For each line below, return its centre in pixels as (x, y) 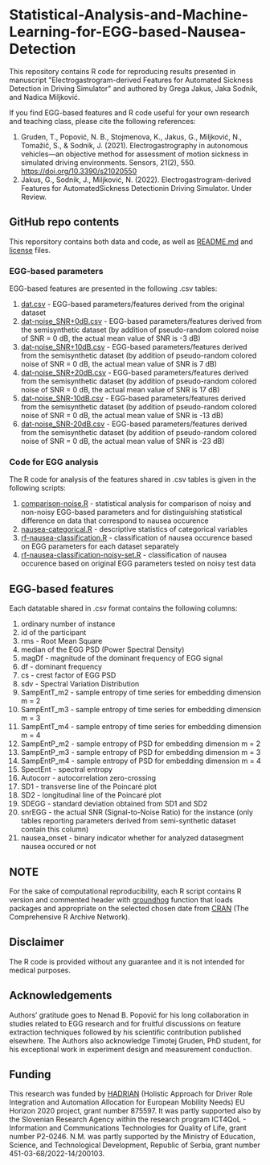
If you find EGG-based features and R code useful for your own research (129, 112)
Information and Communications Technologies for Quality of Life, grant (128, 1128)
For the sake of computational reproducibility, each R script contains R (125, 891)
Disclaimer (37, 942)
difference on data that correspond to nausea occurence (115, 520)
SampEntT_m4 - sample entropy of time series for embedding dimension (141, 727)
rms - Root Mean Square (61, 641)
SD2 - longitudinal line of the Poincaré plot (91, 795)
